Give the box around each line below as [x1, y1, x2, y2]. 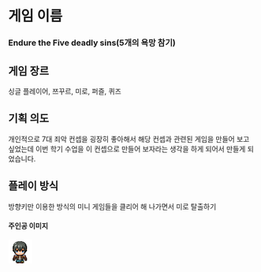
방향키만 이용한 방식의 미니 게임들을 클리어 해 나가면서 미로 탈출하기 [8, 202, 217, 211]
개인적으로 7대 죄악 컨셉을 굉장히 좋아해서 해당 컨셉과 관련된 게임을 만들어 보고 [8, 134, 250, 143]
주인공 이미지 [8, 222, 49, 231]
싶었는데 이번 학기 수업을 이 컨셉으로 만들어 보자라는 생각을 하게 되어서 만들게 [8, 143, 246, 154]
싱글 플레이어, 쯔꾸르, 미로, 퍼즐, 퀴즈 [8, 86, 122, 95]
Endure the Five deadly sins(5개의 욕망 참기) [8, 37, 176, 48]
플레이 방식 [8, 179, 59, 193]
